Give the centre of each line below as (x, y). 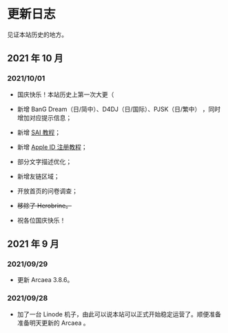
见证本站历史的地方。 (37, 34)
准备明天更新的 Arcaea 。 (53, 323)
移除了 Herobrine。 (44, 205)
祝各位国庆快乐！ (41, 220)
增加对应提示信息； (44, 117)
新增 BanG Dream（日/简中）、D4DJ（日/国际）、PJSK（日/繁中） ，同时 (119, 109)
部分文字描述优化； (44, 161)
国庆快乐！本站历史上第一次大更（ (65, 94)
